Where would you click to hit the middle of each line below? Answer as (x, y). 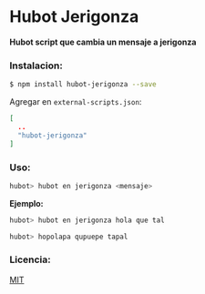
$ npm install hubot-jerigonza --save (83, 85)
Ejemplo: (26, 203)
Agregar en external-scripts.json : (76, 102)
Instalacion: (36, 66)
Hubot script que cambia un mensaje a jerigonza (103, 42)
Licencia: (31, 259)
